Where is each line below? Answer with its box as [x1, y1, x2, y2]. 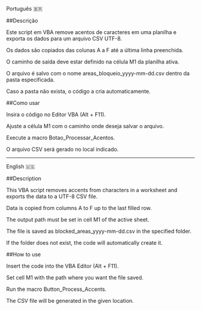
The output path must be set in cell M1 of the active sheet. [6, 216, 150, 223]
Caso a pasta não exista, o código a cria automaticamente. [6, 88, 151, 95]
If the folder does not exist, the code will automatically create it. [6, 239, 163, 246]
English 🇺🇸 [6, 163, 35, 170]
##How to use [6, 251, 41, 258]
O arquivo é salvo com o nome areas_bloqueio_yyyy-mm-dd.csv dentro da [6, 70, 190, 77]
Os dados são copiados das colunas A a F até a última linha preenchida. [6, 47, 184, 53]
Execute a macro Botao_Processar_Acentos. [6, 134, 115, 141]
